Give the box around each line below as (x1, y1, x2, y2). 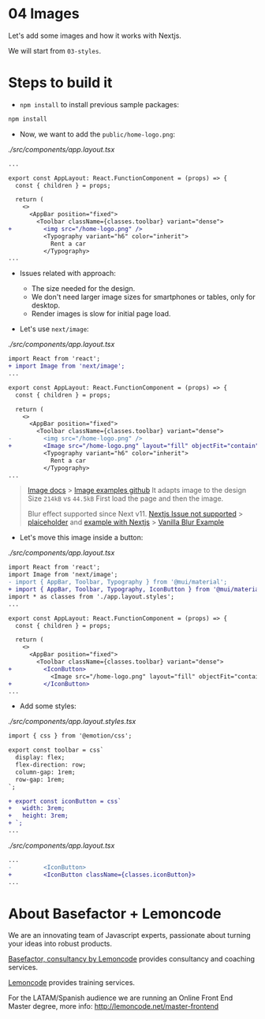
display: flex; (15, 754, 65, 762)
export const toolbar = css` (8, 746, 104, 754)
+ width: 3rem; (8, 804, 65, 812)
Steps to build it (8, 74, 113, 91)
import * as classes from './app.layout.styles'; (8, 592, 175, 600)
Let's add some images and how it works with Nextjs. (8, 31, 181, 40)
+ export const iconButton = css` (8, 797, 122, 805)
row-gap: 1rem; (15, 775, 65, 783)
